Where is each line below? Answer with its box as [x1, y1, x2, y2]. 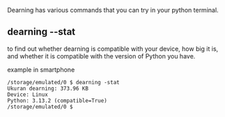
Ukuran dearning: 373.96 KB [7, 85, 89, 92]
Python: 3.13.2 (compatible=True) [7, 97, 108, 104]
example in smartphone [7, 65, 75, 74]
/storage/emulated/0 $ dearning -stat [7, 79, 120, 86]
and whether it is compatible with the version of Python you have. [7, 52, 196, 60]
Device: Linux [7, 91, 49, 98]
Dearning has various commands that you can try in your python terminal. [7, 6, 219, 14]
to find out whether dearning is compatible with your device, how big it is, [7, 45, 219, 53]
